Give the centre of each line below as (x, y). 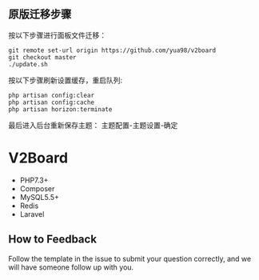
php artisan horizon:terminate (60, 109)
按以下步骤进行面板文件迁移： (57, 35)
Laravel (32, 214)
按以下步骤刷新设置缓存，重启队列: (66, 80)
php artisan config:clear (51, 95)
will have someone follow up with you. (71, 267)
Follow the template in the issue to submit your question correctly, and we (130, 258)
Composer (37, 188)
